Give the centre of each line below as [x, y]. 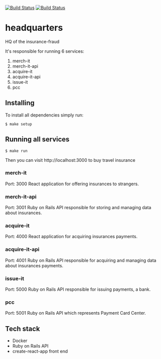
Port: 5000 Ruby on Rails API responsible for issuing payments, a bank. [78, 289]
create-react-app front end [40, 352]
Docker [20, 341]
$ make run [16, 151]
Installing [20, 103]
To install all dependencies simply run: [44, 115]
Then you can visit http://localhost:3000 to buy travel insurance [70, 160]
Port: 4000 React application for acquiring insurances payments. [71, 237]
